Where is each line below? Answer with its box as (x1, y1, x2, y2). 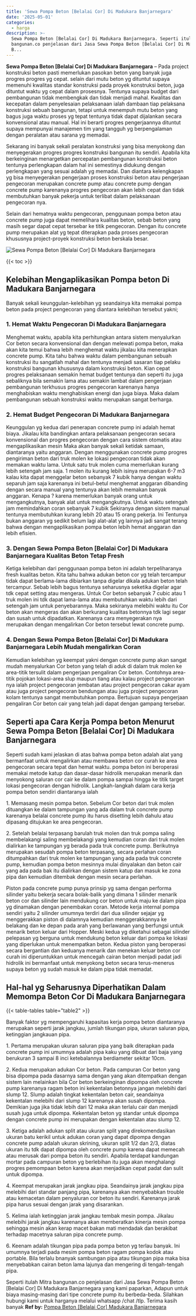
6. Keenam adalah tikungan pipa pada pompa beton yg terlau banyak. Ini (6, 1242, 180, 1249)
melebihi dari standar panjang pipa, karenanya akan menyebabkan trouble (6, 1188, 184, 1196)
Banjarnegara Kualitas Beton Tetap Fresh (6, 552, 124, 560)
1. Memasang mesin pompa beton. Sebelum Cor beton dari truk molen (6, 800, 174, 807)
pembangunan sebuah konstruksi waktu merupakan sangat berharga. (6, 396, 173, 403)
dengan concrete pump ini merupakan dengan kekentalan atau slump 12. (6, 1116, 181, 1123)
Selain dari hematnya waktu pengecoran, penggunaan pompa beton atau (6, 210, 182, 217)
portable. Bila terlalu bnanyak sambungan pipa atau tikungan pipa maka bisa (6, 1255, 190, 1262)
